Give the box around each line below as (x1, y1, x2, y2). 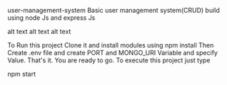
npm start (7, 70, 36, 78)
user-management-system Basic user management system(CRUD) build (7, 6, 220, 14)
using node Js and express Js (7, 13, 96, 22)
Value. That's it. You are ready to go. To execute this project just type (7, 56, 211, 64)
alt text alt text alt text (7, 28, 71, 35)
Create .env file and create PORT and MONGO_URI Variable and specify (7, 49, 218, 57)
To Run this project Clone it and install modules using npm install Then (7, 41, 214, 49)
